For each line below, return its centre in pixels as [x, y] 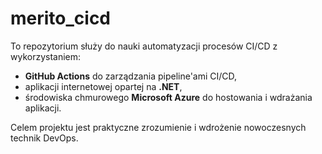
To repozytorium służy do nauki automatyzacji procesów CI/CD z [144, 46]
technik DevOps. [44, 138]
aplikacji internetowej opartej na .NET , [103, 86]
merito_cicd [61, 18]
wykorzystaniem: [46, 56]
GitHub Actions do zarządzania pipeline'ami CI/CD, [131, 76]
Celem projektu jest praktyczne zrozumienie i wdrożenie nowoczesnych [158, 127]
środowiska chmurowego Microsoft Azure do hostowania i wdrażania [168, 97]
